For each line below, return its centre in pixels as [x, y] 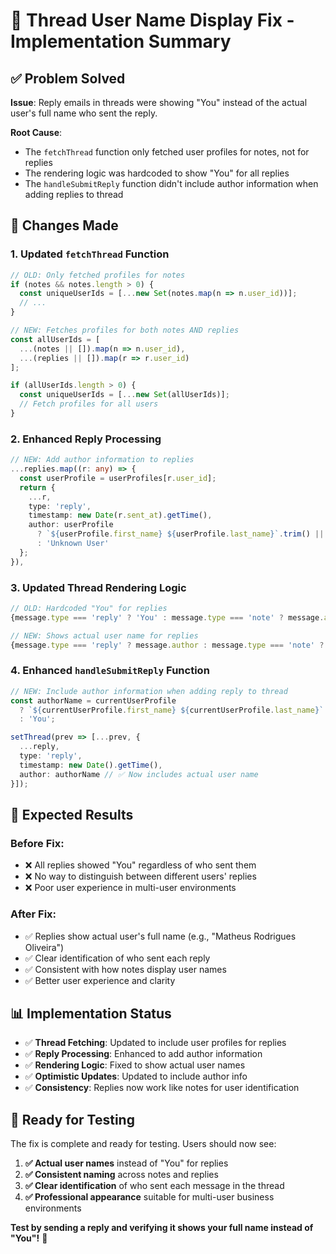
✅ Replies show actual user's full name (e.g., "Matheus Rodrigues [160, 936]
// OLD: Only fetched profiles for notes [98, 275]
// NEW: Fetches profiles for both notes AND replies [125, 330]
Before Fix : [37, 843]
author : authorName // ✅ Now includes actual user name [139, 774]
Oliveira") [44, 947]
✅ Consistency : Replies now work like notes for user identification [162, 1088]
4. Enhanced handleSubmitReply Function [110, 671]
